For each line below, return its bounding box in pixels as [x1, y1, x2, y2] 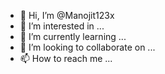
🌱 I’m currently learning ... [19, 31, 127, 42]
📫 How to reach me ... [19, 53, 113, 64]
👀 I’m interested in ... [19, 20, 105, 32]
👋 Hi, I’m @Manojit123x [19, 10, 115, 21]
